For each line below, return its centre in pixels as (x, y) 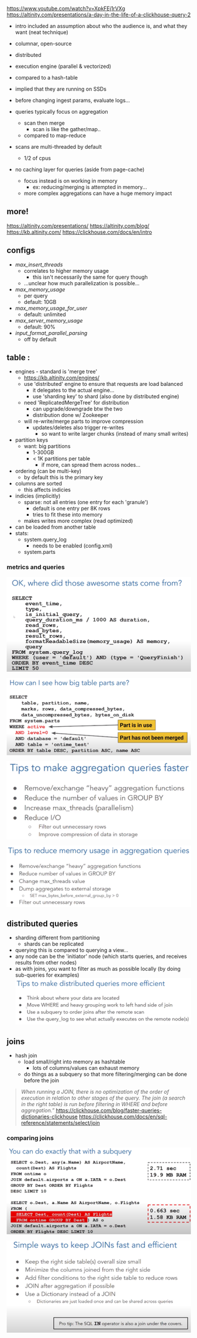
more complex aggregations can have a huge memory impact (98, 193)
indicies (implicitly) (38, 496)
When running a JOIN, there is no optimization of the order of (95, 1092)
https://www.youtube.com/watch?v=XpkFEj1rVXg (66, 8)
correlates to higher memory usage (66, 271)
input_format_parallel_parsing (51, 333)
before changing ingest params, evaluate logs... (72, 100)
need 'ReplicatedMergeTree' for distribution (76, 403)
